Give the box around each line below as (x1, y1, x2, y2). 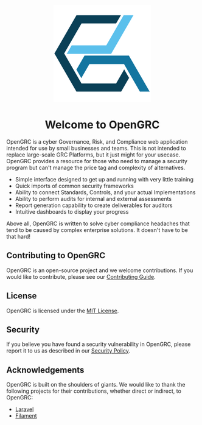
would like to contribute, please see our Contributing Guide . (6, 273, 156, 280)
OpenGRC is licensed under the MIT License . (6, 307, 119, 314)
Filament (15, 412, 37, 420)
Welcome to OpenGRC (44, 118, 160, 132)
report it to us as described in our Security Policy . (6, 347, 131, 354)
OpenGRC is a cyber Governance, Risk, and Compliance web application (6, 138, 188, 145)
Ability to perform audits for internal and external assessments (15, 195, 172, 202)
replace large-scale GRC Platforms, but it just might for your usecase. (6, 151, 181, 158)
